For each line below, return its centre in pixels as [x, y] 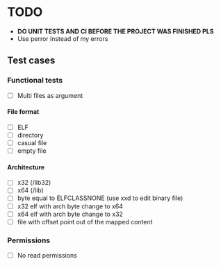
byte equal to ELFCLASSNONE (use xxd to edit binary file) [100, 198]
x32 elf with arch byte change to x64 [70, 206]
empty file [32, 151]
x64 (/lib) [30, 190]
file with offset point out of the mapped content [85, 222]
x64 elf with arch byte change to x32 [70, 214]
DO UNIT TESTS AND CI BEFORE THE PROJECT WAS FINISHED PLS [115, 31]
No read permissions [47, 256]
